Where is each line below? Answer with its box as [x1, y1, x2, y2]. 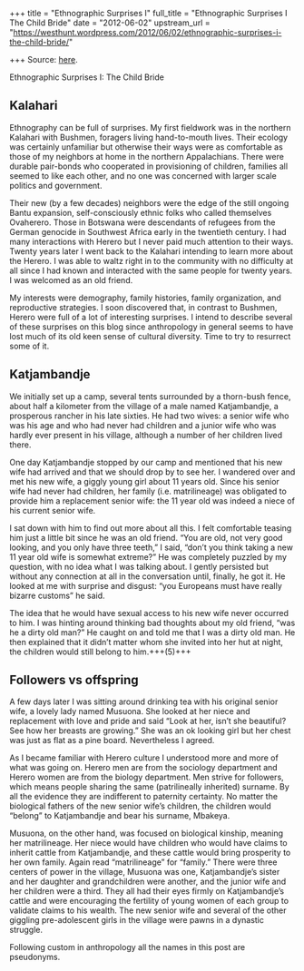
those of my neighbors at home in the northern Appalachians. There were [9, 151, 284, 162]
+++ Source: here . [9, 54, 79, 64]
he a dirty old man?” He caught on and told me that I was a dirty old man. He [9, 626, 296, 638]
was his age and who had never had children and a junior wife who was [9, 419, 277, 430]
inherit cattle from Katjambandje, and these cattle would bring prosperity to [9, 848, 291, 858]
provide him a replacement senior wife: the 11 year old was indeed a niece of [9, 495, 295, 506]
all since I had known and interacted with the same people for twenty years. [9, 265, 293, 276]
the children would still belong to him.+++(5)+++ [9, 646, 192, 657]
